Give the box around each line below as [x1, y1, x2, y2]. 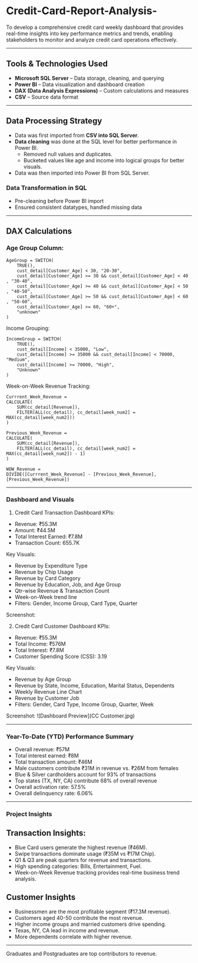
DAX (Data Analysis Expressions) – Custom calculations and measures [14, 87, 189, 94]
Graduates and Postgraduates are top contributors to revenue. [6, 950, 157, 957]
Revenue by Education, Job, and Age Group [14, 581, 121, 588]
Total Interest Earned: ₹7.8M [14, 533, 83, 540]
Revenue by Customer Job [14, 695, 80, 702]
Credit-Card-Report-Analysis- [6, 4, 157, 18]
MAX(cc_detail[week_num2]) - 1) [6, 450, 85, 457]
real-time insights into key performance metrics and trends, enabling [6, 30, 173, 37]
